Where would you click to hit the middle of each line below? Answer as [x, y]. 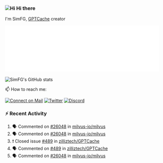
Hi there [26, 8]
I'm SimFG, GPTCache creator [35, 19]
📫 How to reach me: [26, 89]
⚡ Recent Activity [26, 114]
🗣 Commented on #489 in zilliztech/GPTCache [60, 148]
